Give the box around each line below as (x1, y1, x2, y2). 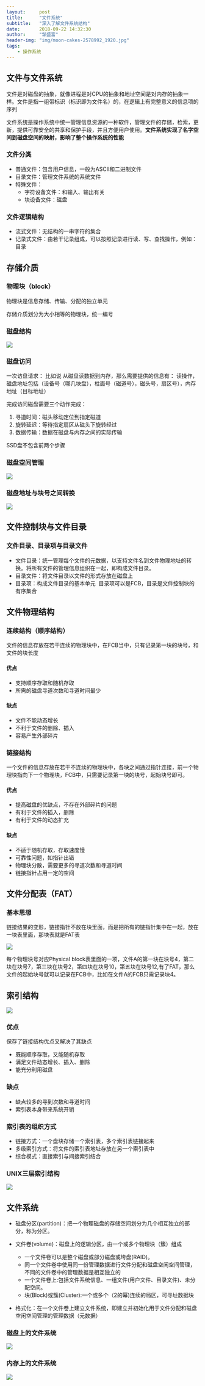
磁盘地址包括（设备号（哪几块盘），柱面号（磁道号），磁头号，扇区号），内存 (6, 380, 196, 388)
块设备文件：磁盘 (24, 196, 68, 203)
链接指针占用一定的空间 (15, 869, 74, 876)
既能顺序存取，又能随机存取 (15, 1051, 85, 1058)
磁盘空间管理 (6, 458, 45, 467)
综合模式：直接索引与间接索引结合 (15, 1152, 101, 1160)
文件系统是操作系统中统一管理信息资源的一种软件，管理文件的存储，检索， (6, 118, 193, 126)
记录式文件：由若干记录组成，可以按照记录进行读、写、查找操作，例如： (15, 236, 197, 243)
